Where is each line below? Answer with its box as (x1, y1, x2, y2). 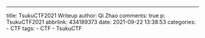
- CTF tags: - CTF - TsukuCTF (6, 25, 82, 32)
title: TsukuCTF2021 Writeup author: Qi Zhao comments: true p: (6, 12, 166, 19)
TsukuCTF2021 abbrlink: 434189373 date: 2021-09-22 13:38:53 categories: (6, 19, 196, 25)
